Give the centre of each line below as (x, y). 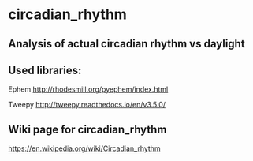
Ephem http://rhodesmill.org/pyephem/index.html (88, 89)
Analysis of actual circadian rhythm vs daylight (127, 44)
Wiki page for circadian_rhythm (87, 129)
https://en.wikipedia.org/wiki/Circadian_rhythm (84, 148)
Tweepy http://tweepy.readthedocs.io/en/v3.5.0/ (87, 105)
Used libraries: (45, 70)
